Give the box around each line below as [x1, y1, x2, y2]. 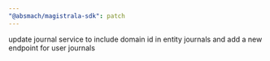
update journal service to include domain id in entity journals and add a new [8, 34, 263, 44]
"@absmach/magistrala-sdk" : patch [8, 11, 126, 20]
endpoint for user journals [8, 42, 96, 53]
